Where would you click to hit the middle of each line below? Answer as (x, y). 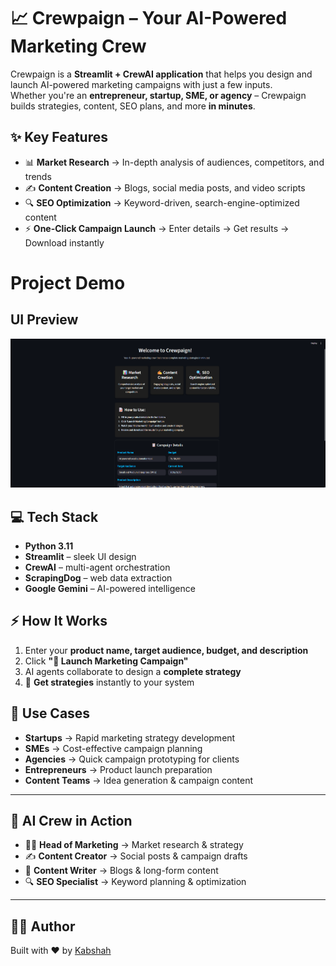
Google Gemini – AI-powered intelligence (110, 588)
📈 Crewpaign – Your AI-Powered (149, 18)
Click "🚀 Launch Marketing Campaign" (106, 661)
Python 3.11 (49, 546)
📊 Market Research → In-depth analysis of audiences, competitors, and (174, 162)
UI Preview (44, 320)
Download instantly (64, 242)
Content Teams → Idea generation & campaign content (139, 780)
